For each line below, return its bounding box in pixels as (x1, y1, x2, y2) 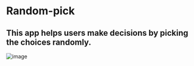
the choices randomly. (6, 37, 91, 47)
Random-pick (6, 4, 75, 18)
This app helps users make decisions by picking (6, 28, 189, 38)
